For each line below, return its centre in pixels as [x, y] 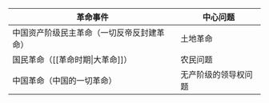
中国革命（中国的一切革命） [65, 81]
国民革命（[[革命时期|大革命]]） [72, 59]
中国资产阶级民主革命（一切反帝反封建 [85, 33]
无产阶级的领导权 [212, 75]
